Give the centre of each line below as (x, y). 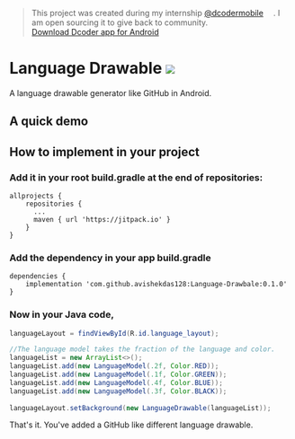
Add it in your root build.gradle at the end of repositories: (136, 177)
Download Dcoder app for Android (95, 32)
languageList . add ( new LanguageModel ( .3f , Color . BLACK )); (118, 391)
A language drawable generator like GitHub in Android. (111, 92)
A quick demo (49, 122)
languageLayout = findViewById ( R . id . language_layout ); (114, 333)
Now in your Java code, (62, 315)
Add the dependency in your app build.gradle (110, 258)
